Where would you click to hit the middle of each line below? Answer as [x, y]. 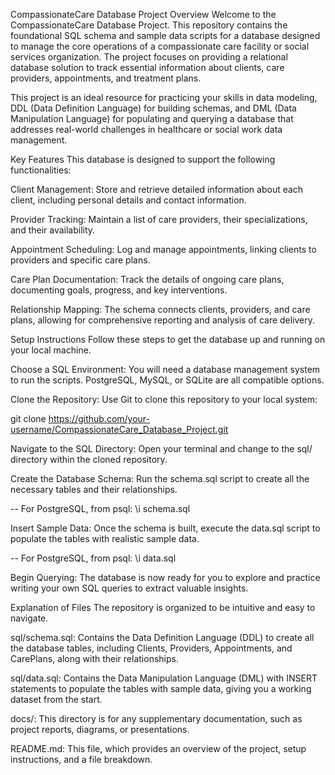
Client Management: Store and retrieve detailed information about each [157, 189]
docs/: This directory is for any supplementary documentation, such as [156, 718]
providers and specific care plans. [80, 260]
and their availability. [53, 230]
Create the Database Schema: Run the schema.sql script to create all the [160, 478]
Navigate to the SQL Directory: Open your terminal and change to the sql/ [161, 448]
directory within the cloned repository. [89, 459]
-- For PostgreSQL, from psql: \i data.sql [93, 558]
